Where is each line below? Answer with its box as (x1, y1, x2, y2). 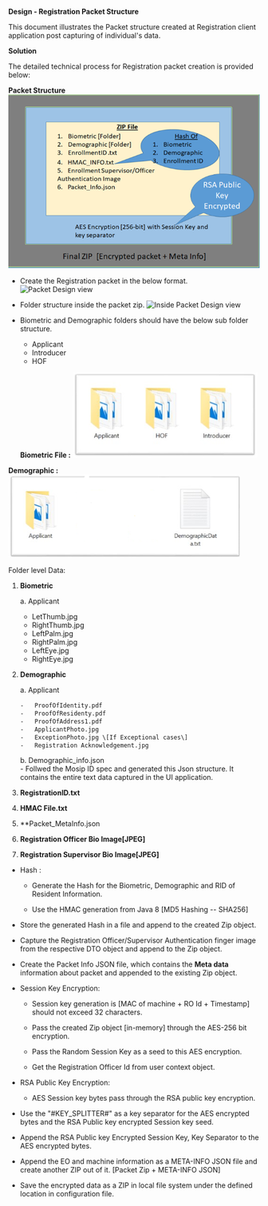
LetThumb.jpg (31, 612, 78, 622)
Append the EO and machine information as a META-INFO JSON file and (19, 1157, 258, 1166)
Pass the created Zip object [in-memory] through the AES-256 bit (31, 1023, 247, 1033)
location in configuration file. (19, 1189, 114, 1199)
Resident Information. (31, 889, 103, 899)
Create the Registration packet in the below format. (19, 276, 188, 286)
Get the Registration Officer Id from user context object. (31, 1062, 215, 1072)
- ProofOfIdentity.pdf (19, 702, 103, 710)
